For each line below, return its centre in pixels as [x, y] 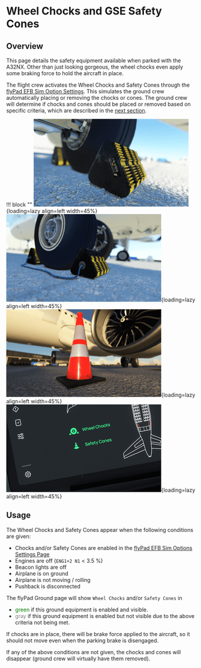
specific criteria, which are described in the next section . [76, 110]
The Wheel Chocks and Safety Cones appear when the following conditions [100, 530]
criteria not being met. [42, 622]
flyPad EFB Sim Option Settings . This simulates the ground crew [85, 91]
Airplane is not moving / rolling [53, 580]
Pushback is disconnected [48, 586]
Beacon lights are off [41, 567]
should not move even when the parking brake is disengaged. [82, 640]
